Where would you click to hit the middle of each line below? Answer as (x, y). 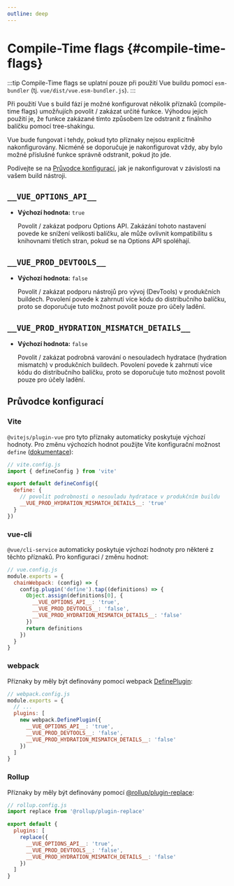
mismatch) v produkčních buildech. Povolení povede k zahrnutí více (115, 365)
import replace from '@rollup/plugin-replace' (76, 812)
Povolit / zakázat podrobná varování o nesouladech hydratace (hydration (122, 357)
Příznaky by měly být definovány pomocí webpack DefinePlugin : (100, 681)
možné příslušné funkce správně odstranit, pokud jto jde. (89, 154)
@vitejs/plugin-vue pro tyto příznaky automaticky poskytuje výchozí (107, 437)
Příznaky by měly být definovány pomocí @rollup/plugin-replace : (101, 792)
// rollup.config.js (37, 805)
